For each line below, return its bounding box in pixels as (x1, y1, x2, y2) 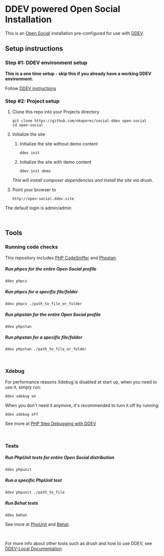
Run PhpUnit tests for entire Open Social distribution (5, 454, 114, 460)
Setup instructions (5, 44, 63, 53)
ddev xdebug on (5, 393, 36, 399)
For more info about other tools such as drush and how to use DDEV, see (5, 540, 152, 546)
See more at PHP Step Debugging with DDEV (5, 420, 97, 426)
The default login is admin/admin (5, 205, 72, 210)
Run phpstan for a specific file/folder (5, 334, 82, 341)
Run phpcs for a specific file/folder (5, 289, 78, 295)
